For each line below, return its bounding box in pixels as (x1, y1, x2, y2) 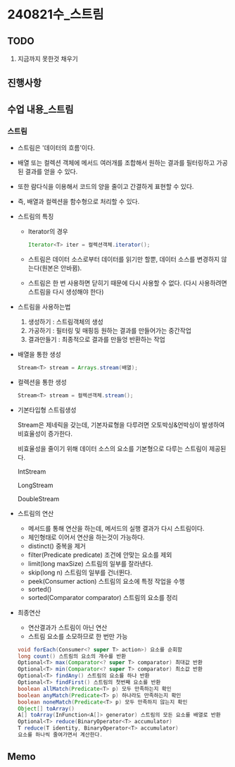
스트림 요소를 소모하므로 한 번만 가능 (27, 632, 128, 640)
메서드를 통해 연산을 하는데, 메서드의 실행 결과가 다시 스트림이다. (27, 524, 205, 532)
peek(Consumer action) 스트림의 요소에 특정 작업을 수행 (27, 577, 185, 585)
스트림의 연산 (17, 509, 54, 517)
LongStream (17, 481, 53, 489)
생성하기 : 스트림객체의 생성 (27, 317, 103, 326)
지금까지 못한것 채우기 (17, 54, 79, 63)
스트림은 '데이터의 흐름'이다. (17, 144, 95, 152)
